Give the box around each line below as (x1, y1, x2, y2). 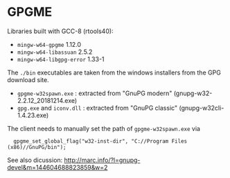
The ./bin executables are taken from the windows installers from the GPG (7, 68, 222, 77)
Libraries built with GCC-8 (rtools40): (7, 27, 114, 35)
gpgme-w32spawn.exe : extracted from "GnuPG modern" (17, 89, 172, 97)
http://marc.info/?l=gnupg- (64, 156, 141, 164)
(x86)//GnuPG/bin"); (7, 144, 67, 150)
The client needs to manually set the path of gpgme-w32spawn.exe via (7, 124, 201, 132)
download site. (7, 75, 50, 83)
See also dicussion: (7, 156, 63, 164)
